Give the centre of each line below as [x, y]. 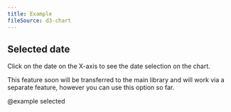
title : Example [30, 14]
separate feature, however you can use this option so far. [91, 88]
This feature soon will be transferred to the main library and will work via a [116, 80]
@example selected [36, 101]
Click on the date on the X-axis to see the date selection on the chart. [109, 66]
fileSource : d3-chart [39, 21]
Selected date [39, 49]
